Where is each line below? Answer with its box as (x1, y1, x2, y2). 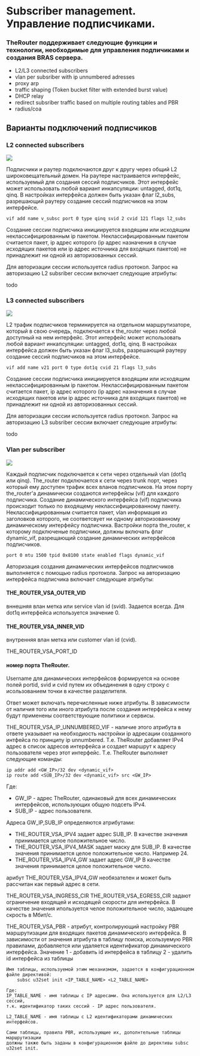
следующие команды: (6, 756, 63, 763)
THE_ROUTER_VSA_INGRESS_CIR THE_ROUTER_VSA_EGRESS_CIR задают (6, 892, 191, 899)
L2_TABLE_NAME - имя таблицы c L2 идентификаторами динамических (6, 1014, 172, 1020)
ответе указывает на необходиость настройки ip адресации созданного (6, 730, 192, 737)
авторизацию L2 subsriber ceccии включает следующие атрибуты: (6, 270, 178, 277)
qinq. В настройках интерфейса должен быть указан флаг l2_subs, (6, 191, 175, 199)
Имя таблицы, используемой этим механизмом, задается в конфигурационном (6, 966, 195, 973)
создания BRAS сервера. (6, 53, 83, 62)
